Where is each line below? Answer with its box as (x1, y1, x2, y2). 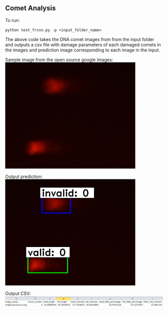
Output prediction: (5, 173, 43, 179)
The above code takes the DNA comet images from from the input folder (5, 36, 154, 42)
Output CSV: (5, 290, 31, 296)
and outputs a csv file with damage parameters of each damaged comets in (5, 41, 161, 47)
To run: (5, 17, 20, 23)
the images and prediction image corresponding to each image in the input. (5, 47, 160, 53)
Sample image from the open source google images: (5, 56, 113, 62)
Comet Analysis (5, 4, 56, 12)
